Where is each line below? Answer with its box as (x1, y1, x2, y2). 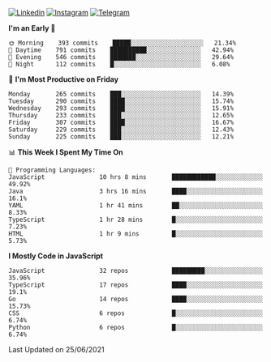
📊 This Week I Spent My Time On (8, 147, 123, 157)
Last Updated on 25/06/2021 (8, 345, 105, 354)
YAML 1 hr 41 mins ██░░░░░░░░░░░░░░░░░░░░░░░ (8, 202, 264, 210)
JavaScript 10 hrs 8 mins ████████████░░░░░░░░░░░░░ (8, 173, 264, 181)
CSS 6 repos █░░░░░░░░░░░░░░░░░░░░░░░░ (8, 309, 264, 317)
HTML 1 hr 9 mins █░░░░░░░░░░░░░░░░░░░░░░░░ (8, 230, 264, 238)
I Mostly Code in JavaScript (8, 251, 104, 261)
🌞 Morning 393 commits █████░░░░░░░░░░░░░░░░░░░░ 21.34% (8, 39, 237, 47)
